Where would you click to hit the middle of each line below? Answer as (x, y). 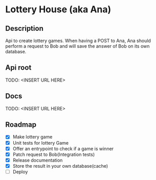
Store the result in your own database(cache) (60, 166)
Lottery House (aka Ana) (58, 9)
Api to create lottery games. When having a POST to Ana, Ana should (78, 41)
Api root (18, 68)
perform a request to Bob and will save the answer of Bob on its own (77, 46)
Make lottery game (32, 137)
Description (24, 28)
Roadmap (21, 125)
